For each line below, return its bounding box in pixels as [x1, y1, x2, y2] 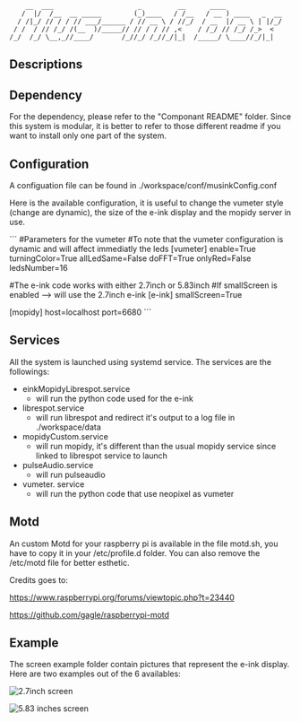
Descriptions [9, 57, 83, 73]
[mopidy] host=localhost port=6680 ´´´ [9, 307, 152, 318]
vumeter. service [21, 478, 85, 490]
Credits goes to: [9, 574, 69, 585]
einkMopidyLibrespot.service [21, 383, 131, 394]
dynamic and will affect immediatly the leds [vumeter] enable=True [9, 244, 257, 255]
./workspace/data [35, 422, 101, 432]
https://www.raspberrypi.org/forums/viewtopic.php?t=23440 [9, 592, 236, 603]
